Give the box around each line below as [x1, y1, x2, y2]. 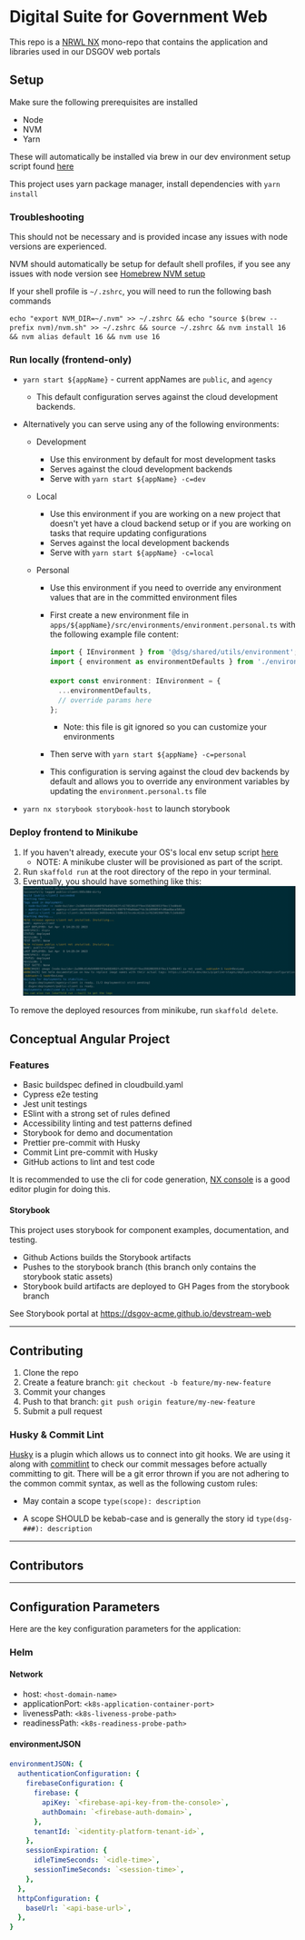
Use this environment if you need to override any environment [49, 582, 281, 593]
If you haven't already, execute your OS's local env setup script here [22, 847, 279, 858]
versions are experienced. [9, 241, 107, 252]
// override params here [57, 695, 152, 705]
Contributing [9, 1343, 84, 1358]
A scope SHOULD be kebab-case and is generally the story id [22, 1513, 254, 1524]
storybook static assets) [22, 1271, 113, 1282]
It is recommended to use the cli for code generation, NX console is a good [9, 1174, 290, 1185]
